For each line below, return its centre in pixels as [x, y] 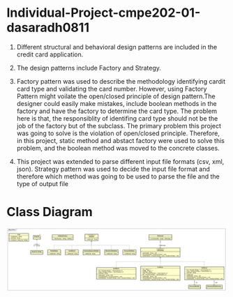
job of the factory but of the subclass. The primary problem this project [119, 125]
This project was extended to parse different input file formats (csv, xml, [120, 161]
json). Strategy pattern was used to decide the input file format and [113, 169]
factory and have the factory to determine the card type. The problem [117, 111]
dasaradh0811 [48, 28]
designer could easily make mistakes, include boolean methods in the [116, 103]
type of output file [43, 183]
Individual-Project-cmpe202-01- [104, 13]
